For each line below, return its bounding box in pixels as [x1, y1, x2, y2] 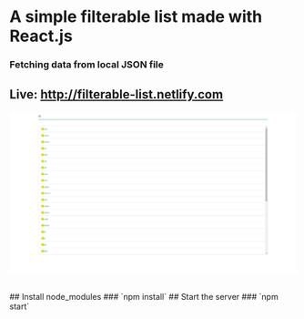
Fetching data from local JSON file [9, 58, 164, 71]
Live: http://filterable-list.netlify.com [9, 87, 224, 102]
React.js [9, 26, 73, 46]
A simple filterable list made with [9, 6, 263, 27]
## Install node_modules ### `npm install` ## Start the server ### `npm [9, 292, 279, 303]
